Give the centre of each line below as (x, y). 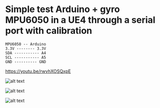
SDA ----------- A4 (26, 53)
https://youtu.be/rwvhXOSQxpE (38, 71)
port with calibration (49, 31)
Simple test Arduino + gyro (63, 9)
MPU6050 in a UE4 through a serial (80, 20)
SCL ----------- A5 (26, 57)
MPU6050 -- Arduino (26, 44)
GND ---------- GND (26, 62)
